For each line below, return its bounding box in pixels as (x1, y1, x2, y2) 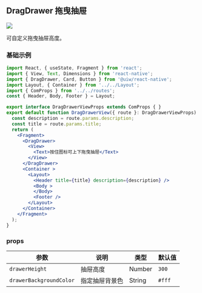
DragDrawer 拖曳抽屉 (6, 5, 87, 16)
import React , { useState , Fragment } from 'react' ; (6, 65, 143, 71)
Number (129, 265, 153, 273)
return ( (12, 127, 34, 133)
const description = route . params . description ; (12, 116, 135, 122)
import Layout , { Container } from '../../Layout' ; (6, 82, 140, 88)
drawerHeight (9, 265, 47, 272)
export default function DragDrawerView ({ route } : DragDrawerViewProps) (6, 110, 197, 116)
